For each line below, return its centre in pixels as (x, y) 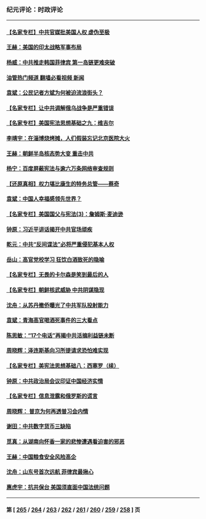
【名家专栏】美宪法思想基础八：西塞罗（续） (63, 365)
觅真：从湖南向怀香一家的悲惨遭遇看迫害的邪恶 (65, 441)
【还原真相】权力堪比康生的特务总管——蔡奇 (63, 184)
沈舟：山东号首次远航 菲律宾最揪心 (50, 472)
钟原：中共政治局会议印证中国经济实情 (55, 381)
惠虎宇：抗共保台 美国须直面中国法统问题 (58, 487)
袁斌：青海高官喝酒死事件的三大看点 (52, 320)
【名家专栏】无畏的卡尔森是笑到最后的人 (57, 275)
